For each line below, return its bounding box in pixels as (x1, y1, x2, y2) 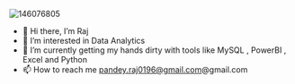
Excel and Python (22, 55, 88, 64)
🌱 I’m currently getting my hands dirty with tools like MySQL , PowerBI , (22, 45, 287, 55)
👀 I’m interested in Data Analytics (22, 36, 146, 46)
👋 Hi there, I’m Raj (22, 26, 89, 36)
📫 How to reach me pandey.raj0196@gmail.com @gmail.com (22, 64, 248, 75)
